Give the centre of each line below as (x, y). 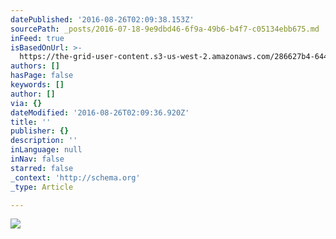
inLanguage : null (46, 150)
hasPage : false (42, 76)
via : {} (26, 103)
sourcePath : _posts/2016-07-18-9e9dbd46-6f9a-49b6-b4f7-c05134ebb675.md (165, 29)
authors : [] (35, 66)
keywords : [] (37, 85)
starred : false (42, 168)
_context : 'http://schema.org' (75, 177)
